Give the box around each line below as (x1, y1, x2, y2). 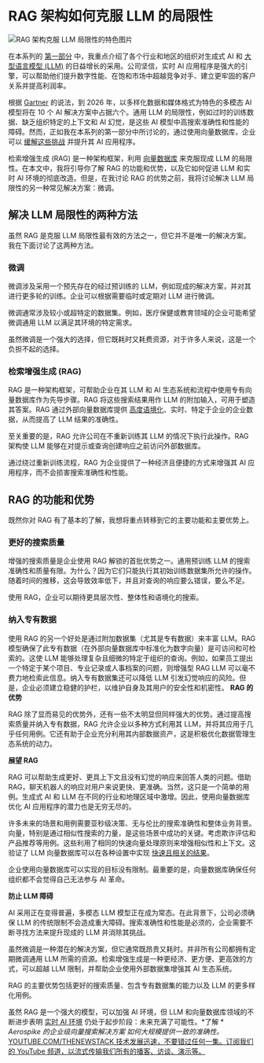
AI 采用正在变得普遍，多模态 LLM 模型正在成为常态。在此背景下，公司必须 (8, 907, 248, 917)
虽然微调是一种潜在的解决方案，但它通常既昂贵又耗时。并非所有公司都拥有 (8, 944, 249, 954)
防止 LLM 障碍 (8, 891, 53, 900)
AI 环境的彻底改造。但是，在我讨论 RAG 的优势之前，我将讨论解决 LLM (16, 173, 246, 182)
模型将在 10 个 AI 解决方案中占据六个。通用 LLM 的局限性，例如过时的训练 (8, 107, 247, 116)
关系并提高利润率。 (8, 80, 71, 90)
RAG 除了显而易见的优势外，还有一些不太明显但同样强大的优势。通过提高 (8, 709, 245, 719)
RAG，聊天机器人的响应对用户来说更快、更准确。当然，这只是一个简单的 (8, 782, 243, 791)
